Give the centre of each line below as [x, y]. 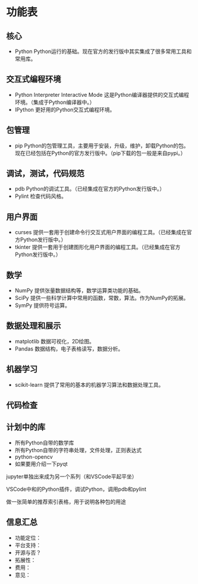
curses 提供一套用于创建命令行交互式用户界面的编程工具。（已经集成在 [101, 232]
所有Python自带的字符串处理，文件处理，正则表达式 [78, 450]
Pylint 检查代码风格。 [41, 196]
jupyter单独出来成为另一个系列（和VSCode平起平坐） [72, 476]
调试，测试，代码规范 [45, 174]
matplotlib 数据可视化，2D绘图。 [55, 341]
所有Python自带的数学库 [44, 443]
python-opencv [34, 457]
